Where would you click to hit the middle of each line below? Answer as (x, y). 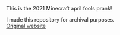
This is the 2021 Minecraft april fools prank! (59, 8)
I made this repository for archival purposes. (60, 20)
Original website (26, 26)
